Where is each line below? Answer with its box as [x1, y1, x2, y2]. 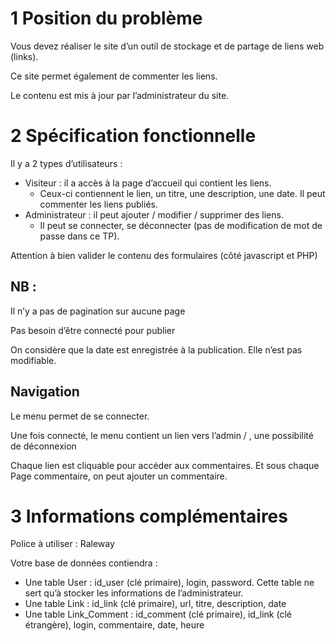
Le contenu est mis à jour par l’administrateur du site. [10, 89, 230, 101]
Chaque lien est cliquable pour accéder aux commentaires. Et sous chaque [10, 459, 320, 471]
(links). [10, 50, 39, 62]
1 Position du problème [10, 7, 203, 30]
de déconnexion [10, 440, 77, 452]
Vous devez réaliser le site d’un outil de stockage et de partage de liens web [10, 40, 325, 52]
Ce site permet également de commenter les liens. [10, 70, 218, 82]
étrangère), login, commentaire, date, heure [24, 619, 205, 631]
